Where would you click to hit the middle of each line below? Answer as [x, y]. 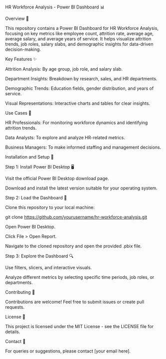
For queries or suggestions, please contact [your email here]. [68, 351]
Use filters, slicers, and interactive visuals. [49, 268]
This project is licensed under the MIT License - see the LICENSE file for [79, 326]
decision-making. [23, 49]
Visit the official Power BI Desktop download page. [57, 178]
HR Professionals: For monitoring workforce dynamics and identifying [77, 123]
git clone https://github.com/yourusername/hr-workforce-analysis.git [76, 217]
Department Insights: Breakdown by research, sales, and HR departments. [81, 79]
